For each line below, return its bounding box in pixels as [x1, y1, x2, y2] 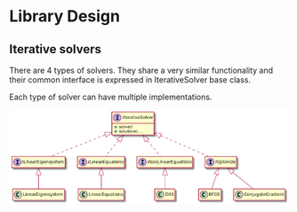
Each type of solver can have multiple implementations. [9, 91, 213, 102]
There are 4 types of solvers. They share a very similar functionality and [9, 65, 274, 75]
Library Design [9, 6, 120, 27]
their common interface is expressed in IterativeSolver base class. [9, 75, 252, 85]
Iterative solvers [9, 42, 102, 57]
